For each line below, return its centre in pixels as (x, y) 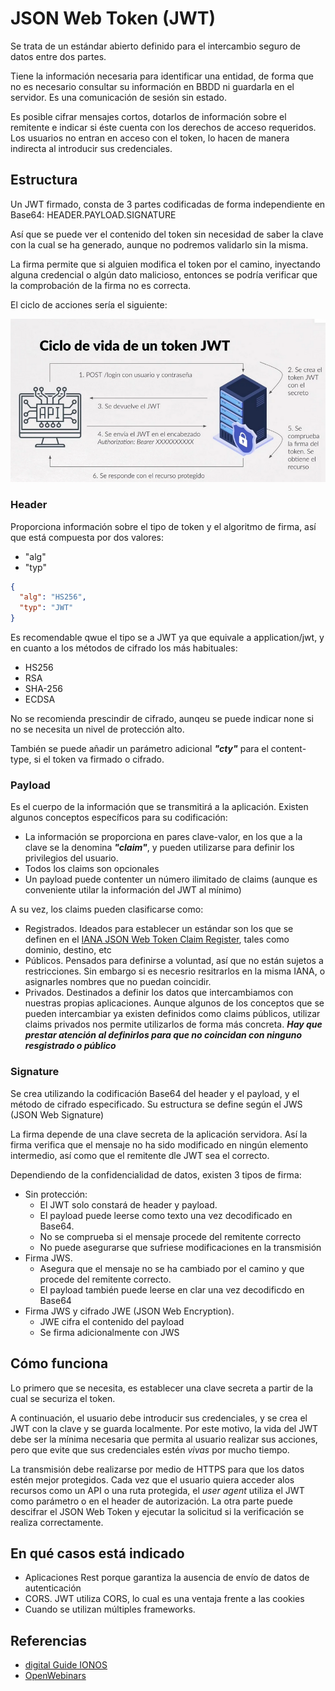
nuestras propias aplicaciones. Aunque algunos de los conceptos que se (174, 1003)
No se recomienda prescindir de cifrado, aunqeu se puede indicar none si (162, 719)
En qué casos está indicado (97, 1553)
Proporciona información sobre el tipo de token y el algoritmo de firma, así (163, 526)
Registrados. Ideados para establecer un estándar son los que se (159, 929)
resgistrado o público (70, 1046)
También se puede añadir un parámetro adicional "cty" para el (139, 749)
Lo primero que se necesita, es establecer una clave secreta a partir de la (161, 1388)
